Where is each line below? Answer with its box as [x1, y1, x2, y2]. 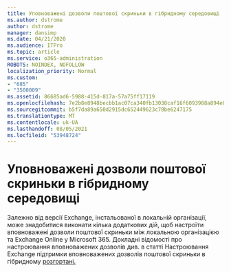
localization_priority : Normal [7, 67, 97, 74]
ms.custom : [7, 74, 38, 81]
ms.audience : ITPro [7, 42, 63, 49]
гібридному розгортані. [7, 258, 76, 266]
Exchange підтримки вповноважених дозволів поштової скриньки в [7, 250, 206, 258]
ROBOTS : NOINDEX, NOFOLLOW [7, 61, 85, 68]
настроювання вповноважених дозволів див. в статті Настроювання [7, 242, 209, 251]
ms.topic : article [7, 49, 60, 56]
